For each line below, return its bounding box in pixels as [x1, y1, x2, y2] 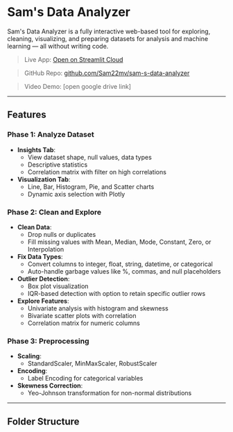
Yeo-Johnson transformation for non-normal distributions [27, 389, 192, 397]
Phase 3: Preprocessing [7, 336, 89, 346]
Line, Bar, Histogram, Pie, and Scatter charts [27, 182, 155, 191]
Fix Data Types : [17, 252, 64, 260]
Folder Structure [7, 415, 80, 427]
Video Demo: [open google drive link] [24, 82, 132, 90]
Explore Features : [17, 297, 69, 305]
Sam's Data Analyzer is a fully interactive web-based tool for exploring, [7, 27, 211, 35]
